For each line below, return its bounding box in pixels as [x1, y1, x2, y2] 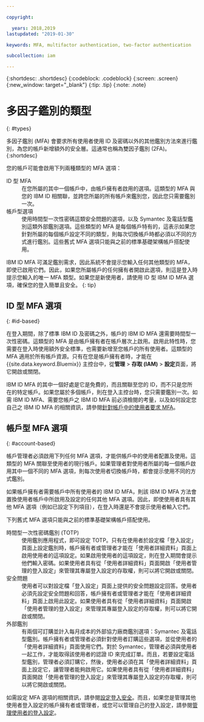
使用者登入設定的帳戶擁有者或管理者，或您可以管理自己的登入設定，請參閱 [6, 701, 192, 709]
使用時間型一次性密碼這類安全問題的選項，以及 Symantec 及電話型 [21, 215, 188, 222]
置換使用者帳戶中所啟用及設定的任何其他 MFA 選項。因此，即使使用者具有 [6, 495, 191, 503]
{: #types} [6, 125, 32, 132]
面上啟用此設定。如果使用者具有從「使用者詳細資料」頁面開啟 [37, 597, 192, 605]
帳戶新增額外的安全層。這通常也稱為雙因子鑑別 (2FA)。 [32, 145, 171, 153]
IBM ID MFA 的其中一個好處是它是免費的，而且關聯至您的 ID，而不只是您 [6, 380, 188, 388]
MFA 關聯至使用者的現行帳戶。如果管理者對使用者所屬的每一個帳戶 [23, 459, 191, 467]
